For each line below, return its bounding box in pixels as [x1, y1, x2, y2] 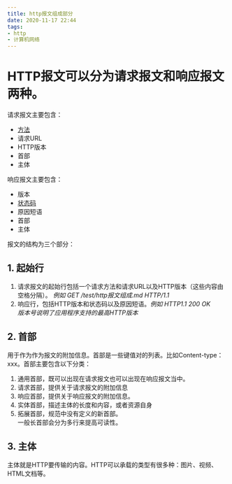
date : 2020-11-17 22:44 [7, 17, 77, 24]
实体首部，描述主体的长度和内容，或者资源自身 [17, 400, 152, 409]
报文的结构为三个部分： [7, 240, 75, 248]
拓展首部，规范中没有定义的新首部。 [17, 409, 122, 418]
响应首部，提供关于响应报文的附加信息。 [17, 392, 134, 400]
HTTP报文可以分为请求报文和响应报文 [7, 69, 225, 85]
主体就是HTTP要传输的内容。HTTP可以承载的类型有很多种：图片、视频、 [7, 460, 218, 469]
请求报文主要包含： [7, 111, 63, 119]
